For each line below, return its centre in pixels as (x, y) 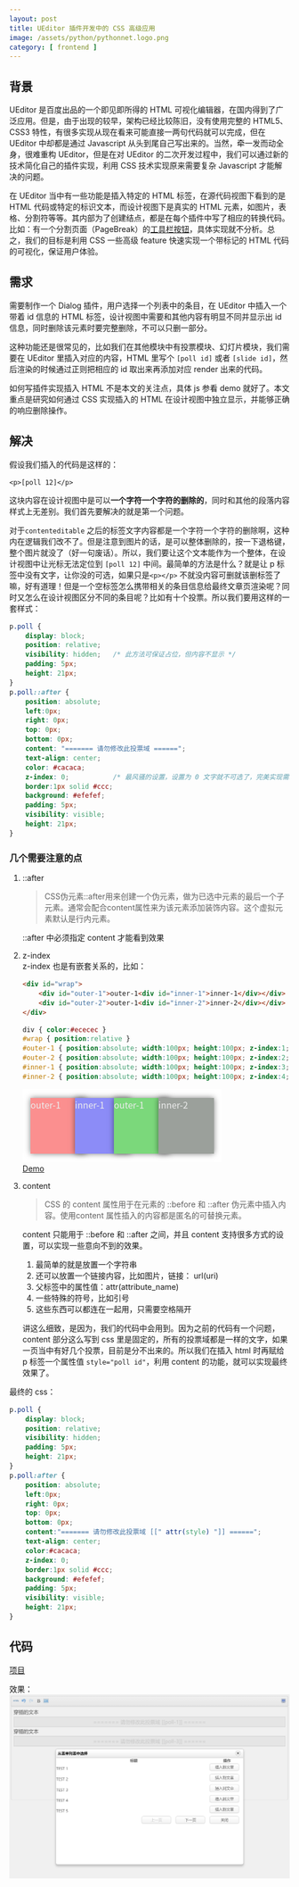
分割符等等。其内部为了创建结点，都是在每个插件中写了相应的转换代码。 (157, 218)
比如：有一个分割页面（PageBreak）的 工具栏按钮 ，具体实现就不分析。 (138, 229)
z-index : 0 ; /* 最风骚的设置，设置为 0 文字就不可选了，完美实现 (154, 777)
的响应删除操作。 (40, 410)
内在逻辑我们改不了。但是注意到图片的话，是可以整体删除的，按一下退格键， (149, 541)
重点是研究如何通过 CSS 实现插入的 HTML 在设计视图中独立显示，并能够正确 (149, 399)
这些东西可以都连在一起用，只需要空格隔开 (113, 1309)
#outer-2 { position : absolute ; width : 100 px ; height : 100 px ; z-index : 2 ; (156, 1058)
